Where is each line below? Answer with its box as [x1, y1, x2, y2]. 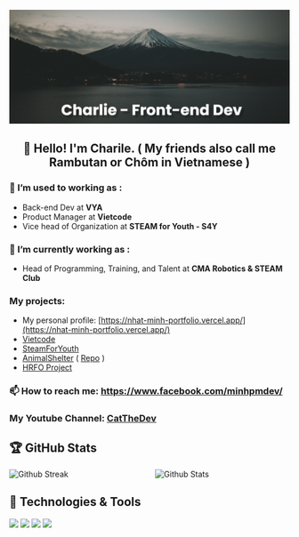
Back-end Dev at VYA [21, 202, 103, 212]
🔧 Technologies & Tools [9, 494, 141, 509]
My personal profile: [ [21, 315, 101, 325]
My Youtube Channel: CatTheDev [9, 413, 158, 425]
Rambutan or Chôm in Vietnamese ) [48, 155, 251, 170]
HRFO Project [21, 362, 73, 373]
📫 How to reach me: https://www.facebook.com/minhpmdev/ [9, 385, 283, 397]
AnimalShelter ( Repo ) [21, 353, 105, 364]
